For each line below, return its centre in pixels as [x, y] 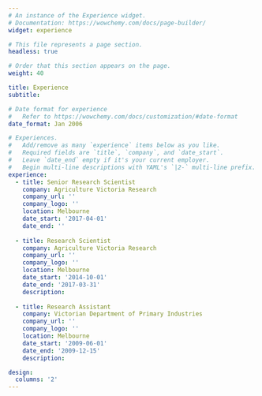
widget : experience [40, 30]
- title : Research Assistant [63, 307]
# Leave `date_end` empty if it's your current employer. [109, 160]
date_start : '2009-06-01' [65, 343]
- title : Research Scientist [63, 241]
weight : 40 [26, 73]
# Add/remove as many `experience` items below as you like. [114, 146]
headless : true [33, 52]
